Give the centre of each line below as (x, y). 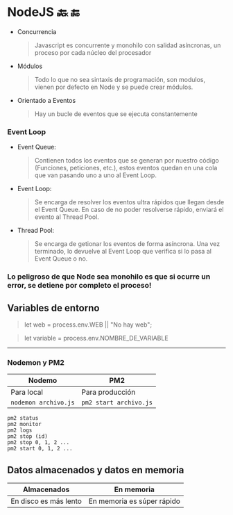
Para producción (109, 392)
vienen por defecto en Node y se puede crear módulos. (114, 87)
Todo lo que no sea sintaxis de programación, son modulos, (120, 79)
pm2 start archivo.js (117, 403)
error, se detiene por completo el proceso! (79, 286)
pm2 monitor (24, 425)
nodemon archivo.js (43, 403)
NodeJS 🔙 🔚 (43, 12)
